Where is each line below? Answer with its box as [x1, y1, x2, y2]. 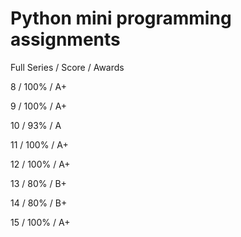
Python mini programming [10, 7, 232, 30]
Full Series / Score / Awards [10, 61, 125, 73]
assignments [10, 28, 121, 51]
